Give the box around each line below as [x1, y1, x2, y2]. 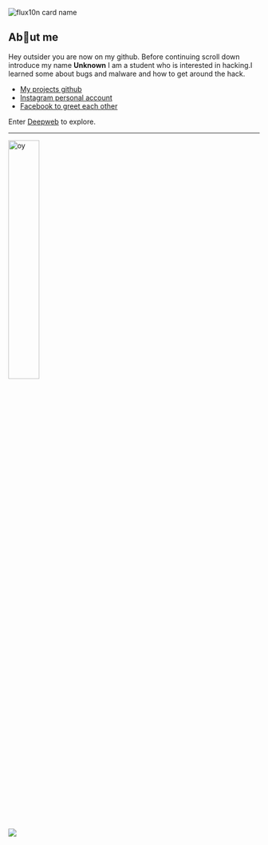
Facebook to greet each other [19, 101, 118, 111]
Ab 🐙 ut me [8, 30, 59, 44]
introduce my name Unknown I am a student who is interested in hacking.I [8, 60, 253, 69]
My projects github [19, 84, 82, 93]
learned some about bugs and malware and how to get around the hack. [8, 69, 246, 78]
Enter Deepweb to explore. [8, 117, 96, 126]
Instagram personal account [19, 93, 113, 102]
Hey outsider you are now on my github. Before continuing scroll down [8, 52, 241, 61]
